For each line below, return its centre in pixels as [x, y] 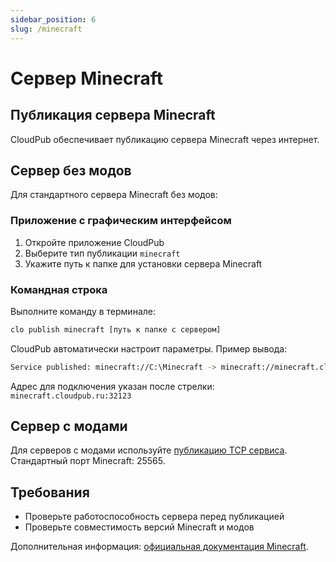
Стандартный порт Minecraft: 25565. [88, 461]
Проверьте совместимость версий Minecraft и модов [139, 527]
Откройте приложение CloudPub [94, 242]
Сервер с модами [69, 426]
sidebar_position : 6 [53, 19]
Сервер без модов [71, 170]
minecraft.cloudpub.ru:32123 [71, 396]
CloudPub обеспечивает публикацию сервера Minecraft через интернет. [165, 139]
